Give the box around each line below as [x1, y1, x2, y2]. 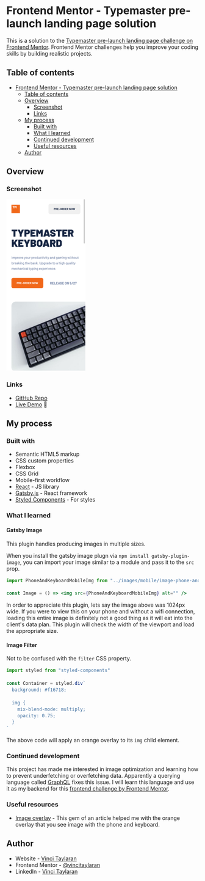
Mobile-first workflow [15, 477, 70, 484]
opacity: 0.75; [17, 712, 56, 718]
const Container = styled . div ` [6, 681, 86, 687]
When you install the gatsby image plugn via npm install [6, 552, 149, 559]
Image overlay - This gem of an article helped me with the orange [15, 814, 180, 822]
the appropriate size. [6, 627, 59, 635]
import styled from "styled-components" [6, 667, 111, 674]
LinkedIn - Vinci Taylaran [15, 868, 78, 875]
